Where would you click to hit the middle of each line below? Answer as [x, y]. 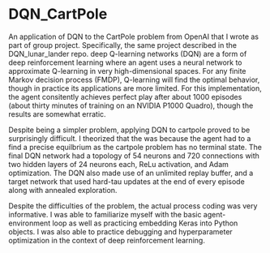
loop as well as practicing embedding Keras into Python [145, 223]
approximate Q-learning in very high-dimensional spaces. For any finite [127, 71]
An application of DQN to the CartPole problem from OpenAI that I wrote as [134, 36]
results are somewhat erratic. [58, 114]
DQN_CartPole [58, 14]
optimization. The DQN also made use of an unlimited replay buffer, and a [131, 173]
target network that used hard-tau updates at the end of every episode [126, 181]
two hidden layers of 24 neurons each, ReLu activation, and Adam [119, 164]
